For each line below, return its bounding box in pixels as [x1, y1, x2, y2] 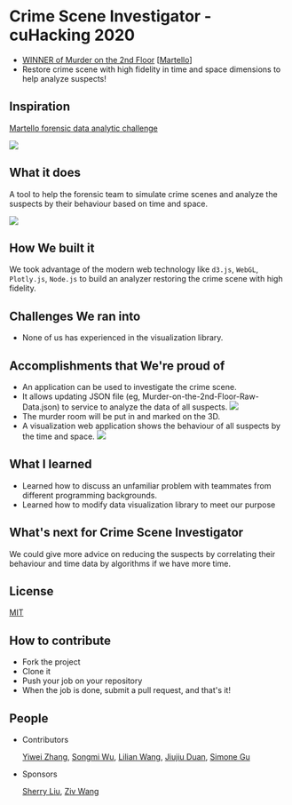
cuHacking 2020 [9, 25, 136, 45]
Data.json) [21, 402, 60, 412]
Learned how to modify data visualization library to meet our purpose [21, 499, 276, 510]
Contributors [21, 735, 69, 745]
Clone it [21, 666, 51, 677]
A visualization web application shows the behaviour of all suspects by [21, 420, 281, 431]
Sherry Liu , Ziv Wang [21, 786, 99, 797]
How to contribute [9, 633, 112, 648]
